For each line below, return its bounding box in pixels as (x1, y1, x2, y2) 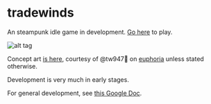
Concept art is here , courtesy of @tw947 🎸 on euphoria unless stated (7, 54, 205, 63)
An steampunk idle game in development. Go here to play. (7, 28, 173, 36)
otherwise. (7, 62, 38, 70)
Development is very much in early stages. (7, 75, 130, 84)
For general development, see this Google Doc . (7, 89, 142, 97)
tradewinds (7, 5, 74, 21)
